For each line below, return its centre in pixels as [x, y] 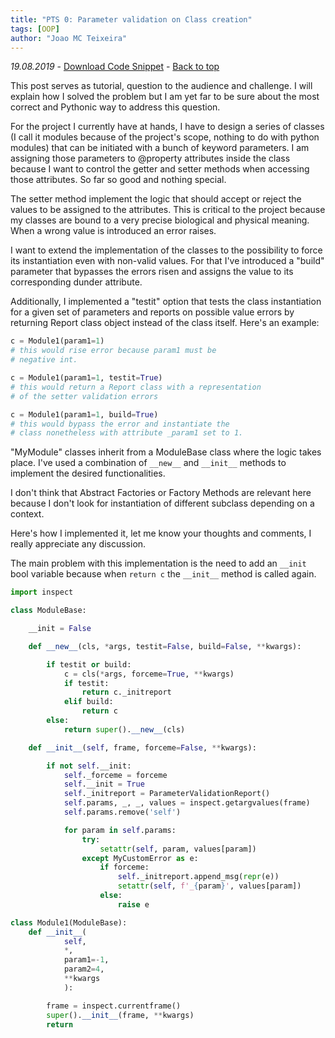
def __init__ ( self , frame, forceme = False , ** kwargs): [142, 747]
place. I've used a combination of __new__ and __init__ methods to [148, 463]
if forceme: [124, 867]
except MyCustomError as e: [140, 858]
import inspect [42, 592]
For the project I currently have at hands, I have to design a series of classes [167, 127]
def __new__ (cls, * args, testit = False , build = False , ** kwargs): [165, 646]
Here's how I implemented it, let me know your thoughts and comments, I [161, 533]
